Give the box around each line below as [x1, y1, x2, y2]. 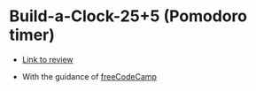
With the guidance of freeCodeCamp [21, 71, 158, 81]
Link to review [21, 54, 74, 64]
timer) [9, 25, 56, 45]
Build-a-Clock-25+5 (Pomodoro [9, 6, 248, 27]
